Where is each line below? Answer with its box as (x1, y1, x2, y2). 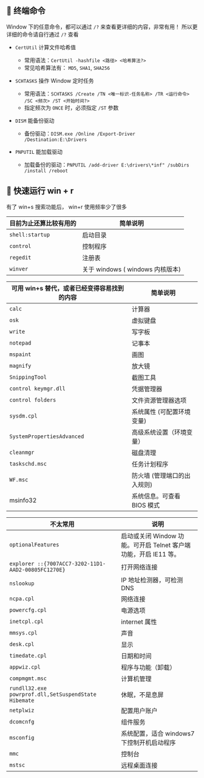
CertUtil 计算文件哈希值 (15, 43, 76, 50)
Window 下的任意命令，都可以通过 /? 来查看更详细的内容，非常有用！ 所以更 (6, 23, 198, 30)
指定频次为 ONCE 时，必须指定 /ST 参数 (24, 104, 119, 111)
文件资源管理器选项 (131, 396, 187, 404)
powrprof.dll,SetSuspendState (9, 690, 97, 698)
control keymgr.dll (9, 385, 66, 392)
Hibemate (9, 697, 35, 704)
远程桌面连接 (121, 761, 158, 769)
